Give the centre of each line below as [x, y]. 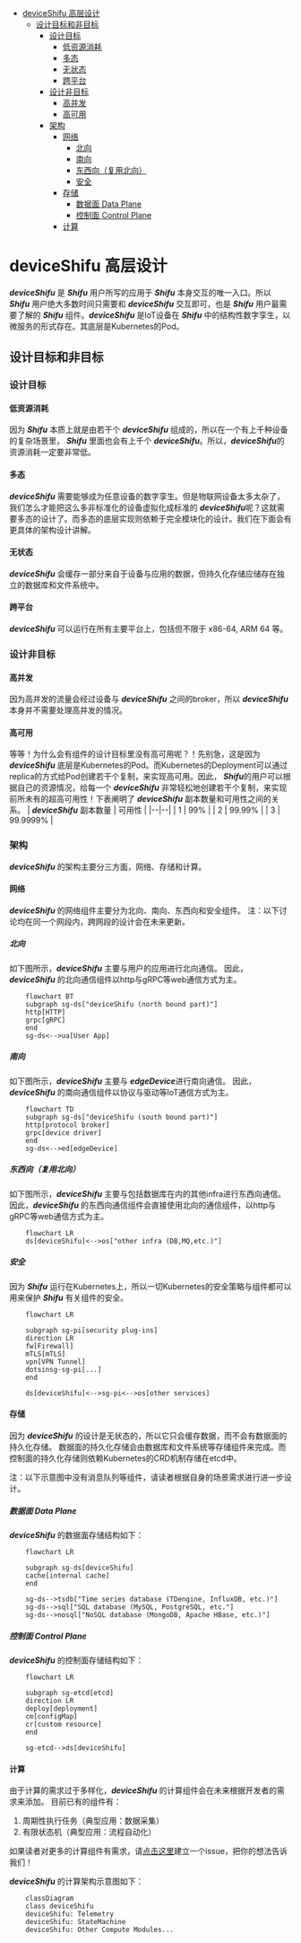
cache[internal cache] [68, 1575]
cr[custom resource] [64, 1724]
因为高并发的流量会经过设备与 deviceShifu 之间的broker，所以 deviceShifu [149, 699]
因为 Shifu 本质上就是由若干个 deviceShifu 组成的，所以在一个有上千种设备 [149, 430]
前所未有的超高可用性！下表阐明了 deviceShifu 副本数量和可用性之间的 [140, 799]
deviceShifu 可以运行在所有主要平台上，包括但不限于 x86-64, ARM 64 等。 [149, 629]
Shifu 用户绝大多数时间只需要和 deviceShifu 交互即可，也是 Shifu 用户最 [144, 303]
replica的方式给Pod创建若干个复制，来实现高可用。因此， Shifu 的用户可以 [146, 777]
